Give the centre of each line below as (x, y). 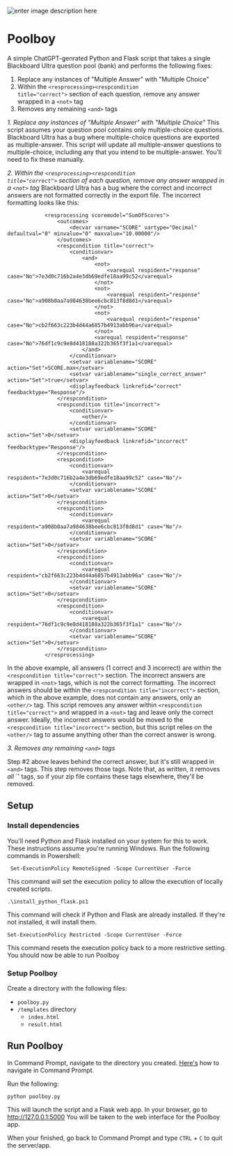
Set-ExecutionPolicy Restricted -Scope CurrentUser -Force (95, 935)
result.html (45, 1024)
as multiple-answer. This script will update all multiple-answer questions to (114, 144)
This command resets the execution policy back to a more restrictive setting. (117, 947)
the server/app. (29, 1145)
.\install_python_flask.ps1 (48, 901)
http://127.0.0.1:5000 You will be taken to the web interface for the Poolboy (114, 1117)
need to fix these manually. (46, 159)
